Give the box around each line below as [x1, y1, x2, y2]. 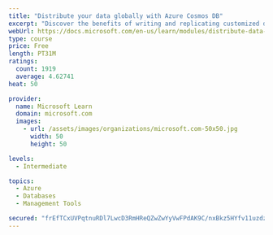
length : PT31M [8, 50, 57, 58]
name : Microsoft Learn [15, 102, 93, 111]
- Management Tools [15, 200, 82, 208]
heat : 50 [8, 80, 38, 88]
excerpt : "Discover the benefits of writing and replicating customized [8, 20, 260, 28]
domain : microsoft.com [15, 110, 93, 118]
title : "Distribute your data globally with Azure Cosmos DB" [8, 11, 223, 20]
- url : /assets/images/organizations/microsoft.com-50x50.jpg [23, 125, 238, 133]
